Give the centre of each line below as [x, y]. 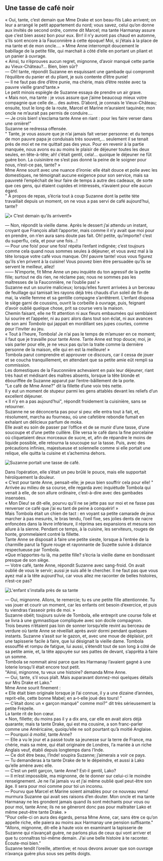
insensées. [16, 498]
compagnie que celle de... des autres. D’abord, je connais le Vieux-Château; [81, 102]
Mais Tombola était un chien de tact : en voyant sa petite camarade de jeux [80, 513]
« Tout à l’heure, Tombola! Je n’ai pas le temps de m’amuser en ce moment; [81, 334]
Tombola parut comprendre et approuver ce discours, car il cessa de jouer [79, 354]
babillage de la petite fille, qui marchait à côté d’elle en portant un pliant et [79, 51]
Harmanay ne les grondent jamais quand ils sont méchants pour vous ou [77, 802]
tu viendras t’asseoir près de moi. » [40, 610]
